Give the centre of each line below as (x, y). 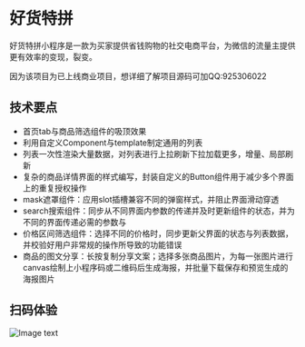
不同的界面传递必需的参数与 (74, 222)
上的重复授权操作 (54, 188)
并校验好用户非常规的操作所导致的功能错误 (102, 244)
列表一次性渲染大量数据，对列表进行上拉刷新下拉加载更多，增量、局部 (154, 154)
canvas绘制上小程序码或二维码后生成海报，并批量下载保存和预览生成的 (155, 267)
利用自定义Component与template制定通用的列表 (113, 143)
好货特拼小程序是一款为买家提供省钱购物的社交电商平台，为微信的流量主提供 (152, 45)
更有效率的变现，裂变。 (53, 56)
